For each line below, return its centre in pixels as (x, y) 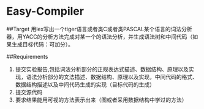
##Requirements (27, 56)
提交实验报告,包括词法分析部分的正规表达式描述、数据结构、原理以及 (102, 69)
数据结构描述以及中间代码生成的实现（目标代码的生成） (85, 85)
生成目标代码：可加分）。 (42, 44)
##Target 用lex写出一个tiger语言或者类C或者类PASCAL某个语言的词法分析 (100, 29)
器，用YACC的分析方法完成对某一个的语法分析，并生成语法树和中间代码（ (100, 36)
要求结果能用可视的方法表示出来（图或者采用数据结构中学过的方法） (101, 100)
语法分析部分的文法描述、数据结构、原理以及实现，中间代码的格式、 (112, 77)
